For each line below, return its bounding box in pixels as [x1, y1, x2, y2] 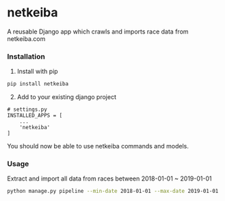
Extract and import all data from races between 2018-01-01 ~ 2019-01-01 [7, 174, 212, 183]
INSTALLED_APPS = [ [7, 112, 63, 119]
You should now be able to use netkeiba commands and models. [7, 142, 189, 150]
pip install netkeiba [7, 81, 69, 88]
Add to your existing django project [16, 93, 116, 101]
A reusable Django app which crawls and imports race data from [7, 27, 189, 36]
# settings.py [7, 106, 48, 113]
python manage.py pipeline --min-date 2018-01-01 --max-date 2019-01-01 [7, 188, 219, 195]
